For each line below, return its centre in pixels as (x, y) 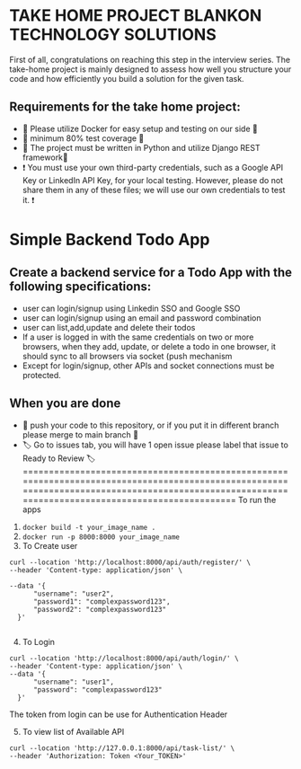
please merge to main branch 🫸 (80, 434)
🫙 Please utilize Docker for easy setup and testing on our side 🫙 (140, 128)
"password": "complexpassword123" (98, 689)
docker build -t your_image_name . (89, 527)
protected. (41, 375)
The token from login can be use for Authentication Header (119, 714)
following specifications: (80, 287)
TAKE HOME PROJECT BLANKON (136, 16)
